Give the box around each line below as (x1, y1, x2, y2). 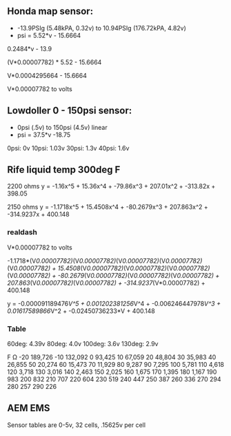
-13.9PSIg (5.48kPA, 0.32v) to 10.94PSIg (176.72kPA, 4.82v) (17, 23, 186, 32)
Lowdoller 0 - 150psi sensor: (7, 105, 132, 117)
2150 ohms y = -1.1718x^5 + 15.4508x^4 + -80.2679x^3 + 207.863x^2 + (7, 203, 208, 211)
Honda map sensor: (7, 6, 94, 17)
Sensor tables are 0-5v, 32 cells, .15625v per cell (7, 421, 146, 429)
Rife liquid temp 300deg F (7, 164, 121, 176)
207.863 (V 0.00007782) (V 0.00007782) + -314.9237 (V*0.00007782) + (7, 278, 205, 287)
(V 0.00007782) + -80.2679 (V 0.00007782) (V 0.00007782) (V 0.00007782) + (7, 271, 220, 279)
